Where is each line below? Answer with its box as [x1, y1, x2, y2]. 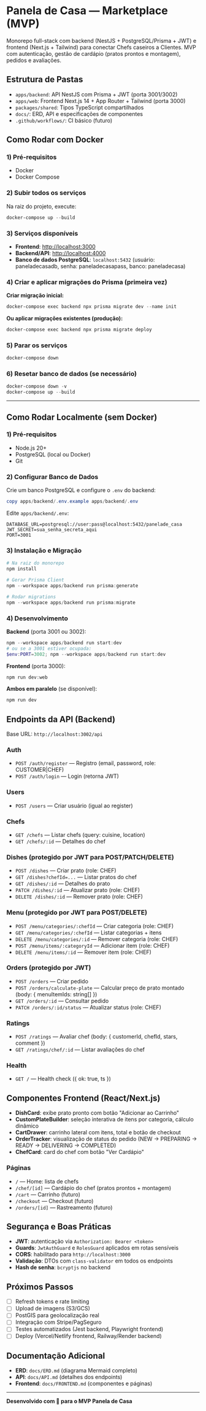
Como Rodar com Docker [6, 134, 104, 145]
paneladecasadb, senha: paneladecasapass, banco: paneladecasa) [15, 262, 186, 270]
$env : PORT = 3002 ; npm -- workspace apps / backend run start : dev [6, 651, 166, 657]
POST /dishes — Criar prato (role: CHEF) [15, 867, 116, 874]
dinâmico [15, 1122, 39, 1129]
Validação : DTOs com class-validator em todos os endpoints [15, 1257, 174, 1264]
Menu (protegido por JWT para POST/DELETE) [6, 909, 148, 917]
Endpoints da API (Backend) [6, 714, 115, 725]
